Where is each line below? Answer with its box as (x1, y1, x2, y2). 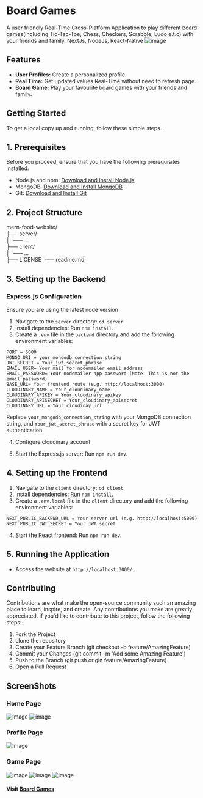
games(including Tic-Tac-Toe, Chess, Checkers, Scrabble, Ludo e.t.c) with (6, 30, 194, 37)
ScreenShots (6, 681, 57, 691)
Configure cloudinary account (15, 438, 91, 445)
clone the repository (15, 637, 66, 645)
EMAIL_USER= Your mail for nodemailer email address (6, 365, 143, 371)
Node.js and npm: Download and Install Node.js (15, 177, 135, 184)
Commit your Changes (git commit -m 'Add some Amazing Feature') (15, 650, 186, 657)
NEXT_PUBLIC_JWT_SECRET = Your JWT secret (6, 520, 116, 526)
